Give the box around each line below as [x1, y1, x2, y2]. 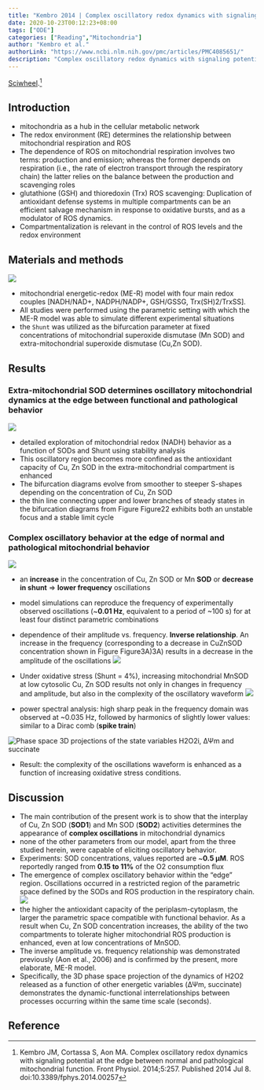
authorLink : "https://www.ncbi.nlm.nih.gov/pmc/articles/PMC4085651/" [8, 48, 244, 56]
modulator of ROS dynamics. [19, 214, 113, 223]
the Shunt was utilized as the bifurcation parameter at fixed [19, 322, 211, 332]
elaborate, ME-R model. [19, 963, 97, 972]
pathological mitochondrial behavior [8, 541, 150, 552]
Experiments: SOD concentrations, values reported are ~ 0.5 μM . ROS [19, 853, 245, 863]
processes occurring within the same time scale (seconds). [19, 996, 212, 1006]
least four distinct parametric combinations [19, 615, 159, 625]
